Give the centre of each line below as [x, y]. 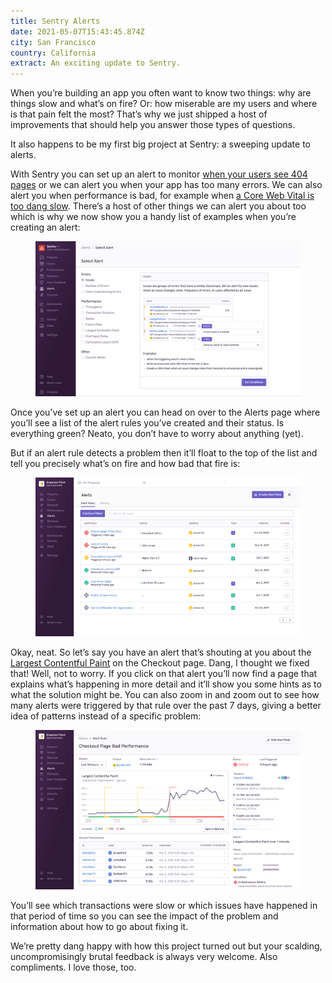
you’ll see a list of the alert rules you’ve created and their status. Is [147, 422]
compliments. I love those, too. [73, 967]
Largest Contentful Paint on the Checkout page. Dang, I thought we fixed [160, 663]
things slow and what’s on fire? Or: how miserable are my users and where [164, 104]
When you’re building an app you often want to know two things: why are [161, 93]
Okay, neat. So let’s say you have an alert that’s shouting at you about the [161, 652]
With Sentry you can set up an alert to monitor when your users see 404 [159, 174]
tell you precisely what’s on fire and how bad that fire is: [125, 463]
